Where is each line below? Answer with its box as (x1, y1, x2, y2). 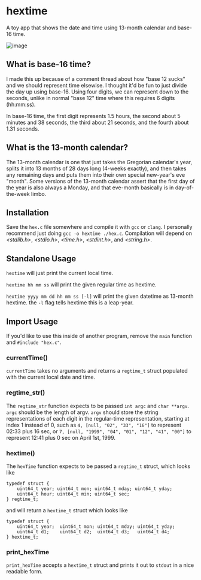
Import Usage (6, 316, 58, 327)
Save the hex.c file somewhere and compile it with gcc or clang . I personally (6, 223, 193, 231)
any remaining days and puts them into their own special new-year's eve (6, 171, 185, 178)
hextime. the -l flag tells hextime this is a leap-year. (6, 299, 134, 306)
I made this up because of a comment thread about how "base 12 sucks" (6, 75, 185, 82)
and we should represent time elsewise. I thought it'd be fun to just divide (6, 81, 187, 89)
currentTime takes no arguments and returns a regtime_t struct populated (6, 367, 188, 374)
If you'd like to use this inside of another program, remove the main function (6, 333, 193, 339)
